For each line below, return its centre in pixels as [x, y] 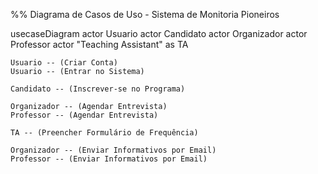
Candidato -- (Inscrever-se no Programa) [98, 89]
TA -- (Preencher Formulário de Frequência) [104, 133]
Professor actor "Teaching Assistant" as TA [99, 44]
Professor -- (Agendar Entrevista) [84, 115]
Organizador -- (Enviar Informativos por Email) [113, 150]
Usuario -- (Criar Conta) [64, 63]
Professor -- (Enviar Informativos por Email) [109, 159]
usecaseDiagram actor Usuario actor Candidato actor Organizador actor [159, 33]
